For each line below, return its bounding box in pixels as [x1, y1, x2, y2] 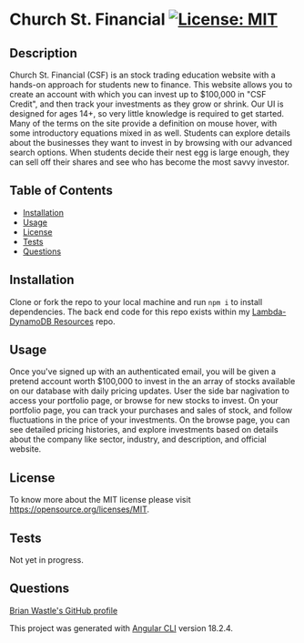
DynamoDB [9, 315, 53, 327]
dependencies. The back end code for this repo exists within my [9, 306, 250, 317]
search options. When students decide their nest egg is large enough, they [9, 147, 289, 158]
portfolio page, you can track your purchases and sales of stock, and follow [9, 405, 293, 416]
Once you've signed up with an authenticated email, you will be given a [9, 366, 276, 377]
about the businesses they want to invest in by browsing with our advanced [9, 138, 293, 148]
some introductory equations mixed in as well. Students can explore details [9, 128, 291, 138]
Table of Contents [9, 183, 114, 199]
